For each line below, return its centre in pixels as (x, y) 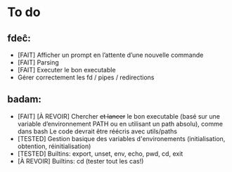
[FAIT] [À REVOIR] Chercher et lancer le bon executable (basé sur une (118, 116)
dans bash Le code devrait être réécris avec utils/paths (97, 131)
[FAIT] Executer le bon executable (66, 70)
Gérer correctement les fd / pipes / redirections (86, 77)
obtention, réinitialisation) (54, 146)
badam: (25, 99)
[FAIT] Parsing (38, 62)
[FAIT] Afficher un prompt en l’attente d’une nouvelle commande (110, 55)
